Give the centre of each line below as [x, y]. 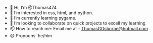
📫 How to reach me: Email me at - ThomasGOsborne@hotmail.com [79, 29]
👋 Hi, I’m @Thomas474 [33, 8]
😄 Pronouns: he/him [31, 36]
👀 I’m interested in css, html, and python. [51, 13]
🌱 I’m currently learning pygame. [43, 18]
